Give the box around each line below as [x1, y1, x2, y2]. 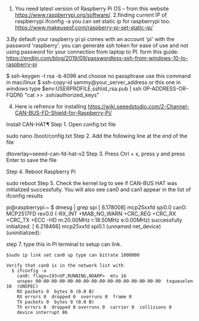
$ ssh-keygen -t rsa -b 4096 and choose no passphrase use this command [6, 73, 191, 79]
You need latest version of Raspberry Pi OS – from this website [14, 5, 169, 12]
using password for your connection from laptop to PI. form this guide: [6, 48, 179, 55]
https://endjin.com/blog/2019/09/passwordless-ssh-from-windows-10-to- [6, 55, 189, 61]
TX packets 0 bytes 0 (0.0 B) [17, 299, 95, 305]
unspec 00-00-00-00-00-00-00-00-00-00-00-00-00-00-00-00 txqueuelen [17, 278, 194, 284]
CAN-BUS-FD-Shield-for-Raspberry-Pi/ [14, 110, 112, 116]
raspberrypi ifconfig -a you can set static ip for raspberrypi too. [14, 18, 171, 24]
